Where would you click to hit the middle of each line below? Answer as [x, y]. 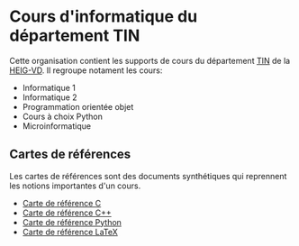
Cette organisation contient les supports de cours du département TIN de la [150, 60]
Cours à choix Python [63, 116]
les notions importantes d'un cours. [75, 186]
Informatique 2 [50, 97]
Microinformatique [57, 126]
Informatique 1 [49, 87]
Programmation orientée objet [78, 106]
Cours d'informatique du [104, 17]
